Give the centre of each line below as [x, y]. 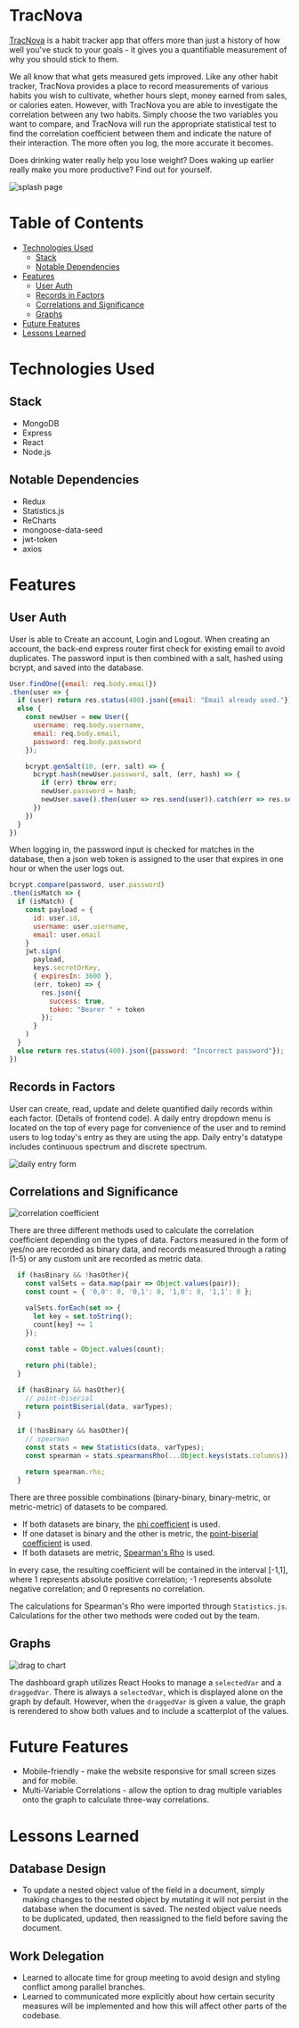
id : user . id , [57, 918]
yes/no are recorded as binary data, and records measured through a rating [148, 1249]
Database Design [58, 1869]
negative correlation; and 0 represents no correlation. [107, 1588]
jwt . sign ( [44, 951]
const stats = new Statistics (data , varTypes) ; [115, 1448]
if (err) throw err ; [79, 783]
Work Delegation [57, 1956]
